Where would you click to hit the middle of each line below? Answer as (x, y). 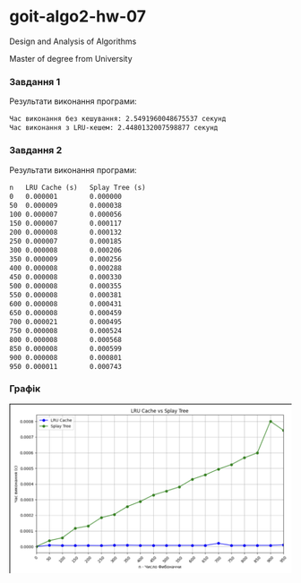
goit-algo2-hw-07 (77, 17)
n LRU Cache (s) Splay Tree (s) (77, 187)
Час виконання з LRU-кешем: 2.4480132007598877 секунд (114, 128)
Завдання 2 (36, 150)
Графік (25, 389)
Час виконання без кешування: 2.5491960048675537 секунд (118, 119)
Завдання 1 (35, 81)
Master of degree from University (71, 58)
